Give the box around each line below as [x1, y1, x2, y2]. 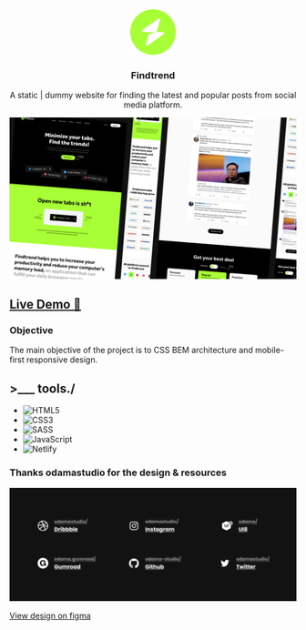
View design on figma [9, 610, 91, 622]
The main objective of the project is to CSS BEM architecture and [9, 345, 253, 356]
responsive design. [25, 354, 98, 365]
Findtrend [130, 68, 176, 81]
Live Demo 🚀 [9, 297, 82, 312]
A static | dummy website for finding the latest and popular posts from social [9, 90, 297, 101]
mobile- [254, 345, 285, 356]
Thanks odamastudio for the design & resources [9, 466, 228, 479]
